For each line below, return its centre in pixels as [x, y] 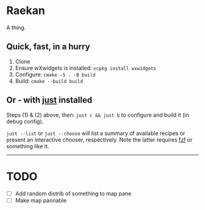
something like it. [28, 146]
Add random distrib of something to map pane [73, 194]
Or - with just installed [49, 100]
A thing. [16, 27]
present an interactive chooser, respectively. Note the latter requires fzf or [99, 139]
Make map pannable [41, 200]
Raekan [26, 11]
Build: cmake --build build [49, 81]
